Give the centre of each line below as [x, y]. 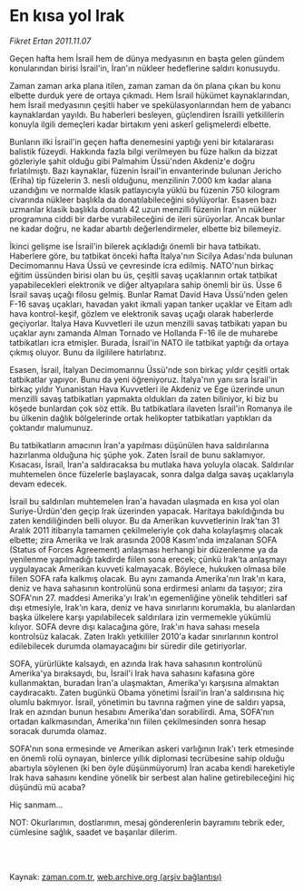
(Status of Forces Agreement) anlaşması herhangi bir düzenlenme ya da [144, 549]
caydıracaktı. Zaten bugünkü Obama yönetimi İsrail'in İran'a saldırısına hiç [147, 692]
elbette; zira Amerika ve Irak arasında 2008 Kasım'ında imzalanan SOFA [143, 540]
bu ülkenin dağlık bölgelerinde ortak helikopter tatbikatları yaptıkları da [141, 417]
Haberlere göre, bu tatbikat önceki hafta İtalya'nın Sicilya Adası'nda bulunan [151, 256]
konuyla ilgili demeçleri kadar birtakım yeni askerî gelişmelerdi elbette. [141, 124]
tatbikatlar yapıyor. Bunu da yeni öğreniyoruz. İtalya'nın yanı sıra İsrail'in [144, 379]
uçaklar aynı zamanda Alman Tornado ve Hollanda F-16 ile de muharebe [144, 333]
